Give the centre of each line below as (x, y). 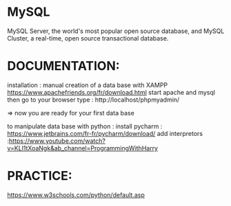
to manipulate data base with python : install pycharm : (85, 126)
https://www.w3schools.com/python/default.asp (76, 195)
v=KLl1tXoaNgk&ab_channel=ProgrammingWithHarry (83, 148)
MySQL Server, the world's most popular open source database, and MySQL (116, 31)
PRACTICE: (40, 176)
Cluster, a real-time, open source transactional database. (88, 38)
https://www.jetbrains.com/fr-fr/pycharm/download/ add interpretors (105, 133)
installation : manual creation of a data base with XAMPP (88, 85)
